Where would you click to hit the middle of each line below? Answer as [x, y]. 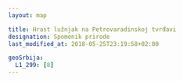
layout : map [27, 15]
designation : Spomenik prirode [59, 37]
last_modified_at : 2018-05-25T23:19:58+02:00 [83, 44]
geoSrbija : [26, 58]
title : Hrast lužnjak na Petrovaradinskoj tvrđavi [92, 29]
